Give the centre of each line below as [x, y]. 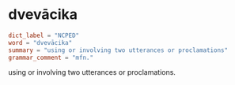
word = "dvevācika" [40, 42]
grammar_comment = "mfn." [51, 57]
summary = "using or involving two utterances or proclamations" [118, 50]
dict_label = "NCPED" [44, 35]
